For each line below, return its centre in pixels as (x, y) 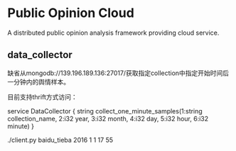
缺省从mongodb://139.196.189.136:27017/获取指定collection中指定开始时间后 (118, 73)
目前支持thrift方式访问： (42, 96)
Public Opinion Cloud (71, 13)
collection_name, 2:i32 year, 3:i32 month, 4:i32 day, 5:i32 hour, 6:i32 (108, 118)
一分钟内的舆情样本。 (38, 82)
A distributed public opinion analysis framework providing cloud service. (113, 33)
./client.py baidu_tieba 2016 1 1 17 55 (60, 140)
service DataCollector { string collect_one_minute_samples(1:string (105, 111)
